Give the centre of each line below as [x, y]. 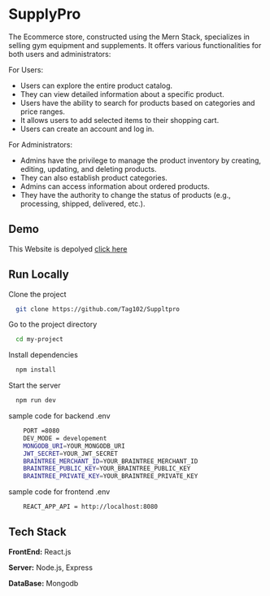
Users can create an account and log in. [87, 129]
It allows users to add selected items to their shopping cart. [120, 120]
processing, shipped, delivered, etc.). [83, 204]
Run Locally [39, 275]
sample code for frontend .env [59, 492]
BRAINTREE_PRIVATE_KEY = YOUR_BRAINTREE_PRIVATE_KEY [111, 476]
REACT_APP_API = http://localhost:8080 [91, 507]
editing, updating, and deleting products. [88, 169]
